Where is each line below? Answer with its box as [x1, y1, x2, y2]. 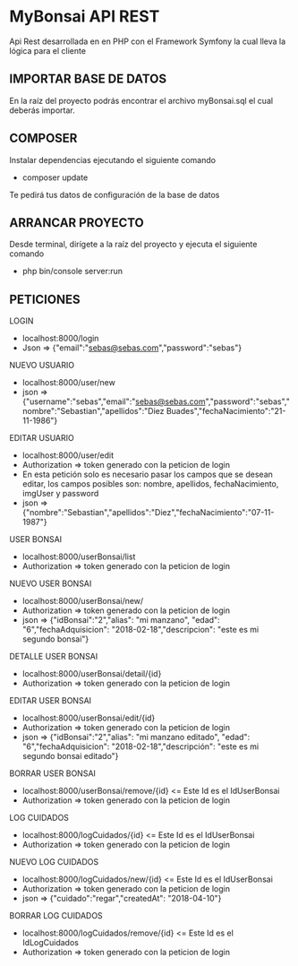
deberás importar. [9, 105, 75, 116]
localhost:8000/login [21, 333, 99, 344]
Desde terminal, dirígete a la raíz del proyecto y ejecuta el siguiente [9, 239, 258, 250]
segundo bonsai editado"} [21, 751, 119, 762]
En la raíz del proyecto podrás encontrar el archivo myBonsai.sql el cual [9, 95, 274, 106]
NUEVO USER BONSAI [9, 578, 92, 589]
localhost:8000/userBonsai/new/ [21, 596, 144, 607]
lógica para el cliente [9, 45, 87, 56]
